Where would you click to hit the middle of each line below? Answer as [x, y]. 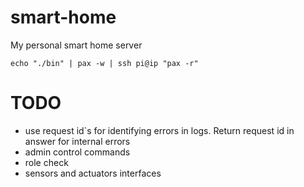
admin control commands [77, 152]
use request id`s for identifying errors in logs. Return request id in [159, 130]
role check [46, 162]
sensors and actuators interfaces [93, 173]
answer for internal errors [77, 141]
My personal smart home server [76, 45]
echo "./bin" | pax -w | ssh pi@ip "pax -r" [104, 63]
